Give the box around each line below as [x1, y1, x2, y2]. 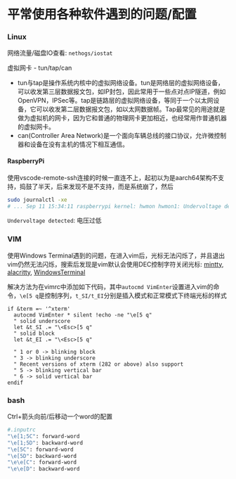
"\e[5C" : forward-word [7, 446, 74, 453]
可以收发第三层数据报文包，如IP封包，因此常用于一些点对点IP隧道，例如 [17, 87, 226, 96]
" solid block [13, 330, 55, 337]
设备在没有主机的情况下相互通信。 [29, 140, 129, 148]
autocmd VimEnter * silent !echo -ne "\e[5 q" [13, 311, 152, 319]
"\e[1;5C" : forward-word [7, 433, 80, 440]
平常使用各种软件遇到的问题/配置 [7, 6, 197, 23]
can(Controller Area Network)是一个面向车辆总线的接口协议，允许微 [17, 132, 214, 140]
